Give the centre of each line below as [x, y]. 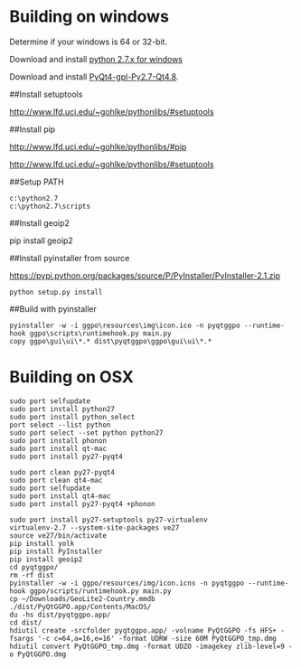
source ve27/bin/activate [58, 535]
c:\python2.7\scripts [50, 206]
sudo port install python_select [72, 417]
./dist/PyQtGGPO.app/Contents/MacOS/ [80, 607]
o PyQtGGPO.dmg [38, 654]
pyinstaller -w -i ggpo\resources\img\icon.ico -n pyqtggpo [125, 325]
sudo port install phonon [58, 440]
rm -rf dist [32, 575]
